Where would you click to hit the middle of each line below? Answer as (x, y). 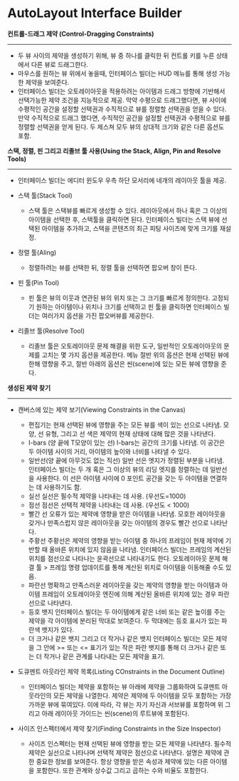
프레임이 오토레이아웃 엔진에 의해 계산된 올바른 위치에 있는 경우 (129, 594)
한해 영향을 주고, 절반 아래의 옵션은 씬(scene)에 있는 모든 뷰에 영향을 (124, 363)
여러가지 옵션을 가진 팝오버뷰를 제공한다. (98, 316)
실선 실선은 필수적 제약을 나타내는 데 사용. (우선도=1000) (107, 496)
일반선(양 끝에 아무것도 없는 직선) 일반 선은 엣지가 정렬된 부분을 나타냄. (126, 460)
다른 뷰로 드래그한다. (60, 64)
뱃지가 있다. (58, 629)
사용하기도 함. (63, 487)
